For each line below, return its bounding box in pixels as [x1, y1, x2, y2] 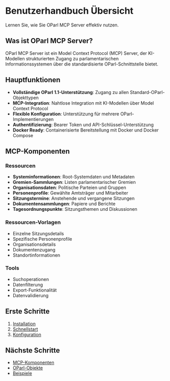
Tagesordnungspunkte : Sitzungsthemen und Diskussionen [12, 206, 137, 212]
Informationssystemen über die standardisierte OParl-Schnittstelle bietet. [5, 61, 159, 67]
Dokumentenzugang [12, 246, 56, 252]
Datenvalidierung [12, 292, 49, 298]
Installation [12, 321, 36, 327]
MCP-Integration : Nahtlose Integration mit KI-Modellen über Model [12, 100, 154, 106]
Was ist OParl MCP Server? [5, 37, 93, 45]
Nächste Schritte [5, 346, 60, 355]
